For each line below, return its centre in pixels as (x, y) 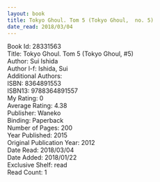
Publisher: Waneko (34, 113)
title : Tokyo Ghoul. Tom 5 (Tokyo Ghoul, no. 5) (81, 20)
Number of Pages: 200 (40, 128)
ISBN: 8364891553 (34, 84)
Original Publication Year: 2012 (51, 143)
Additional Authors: (35, 76)
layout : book (26, 14)
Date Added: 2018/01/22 (42, 158)
